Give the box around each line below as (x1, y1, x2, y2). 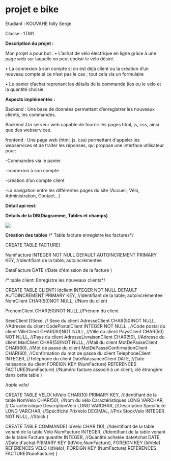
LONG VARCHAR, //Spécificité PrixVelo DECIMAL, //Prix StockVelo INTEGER (5, 408, 164, 414)
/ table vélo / (5, 382, 30, 388)
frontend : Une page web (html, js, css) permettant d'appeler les (5, 136, 140, 143)
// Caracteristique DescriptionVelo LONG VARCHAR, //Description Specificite (5, 402, 166, 408)
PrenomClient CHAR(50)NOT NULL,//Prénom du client (5, 308, 119, 314)
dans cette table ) (5, 372, 42, 378)
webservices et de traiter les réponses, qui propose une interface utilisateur (5, 142, 164, 148)
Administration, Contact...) (5, 193, 61, 199)
